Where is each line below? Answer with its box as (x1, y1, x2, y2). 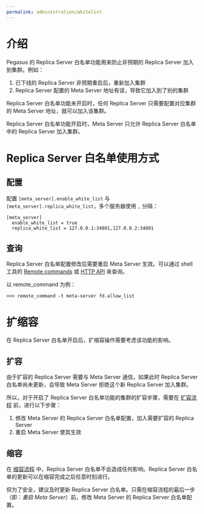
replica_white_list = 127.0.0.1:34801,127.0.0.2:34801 (12, 225, 154, 231)
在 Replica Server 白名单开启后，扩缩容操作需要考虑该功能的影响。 (6, 336, 174, 344)
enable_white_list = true (12, 220, 78, 226)
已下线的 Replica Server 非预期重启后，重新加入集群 (15, 79, 146, 86)
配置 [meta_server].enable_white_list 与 (6, 194, 110, 202)
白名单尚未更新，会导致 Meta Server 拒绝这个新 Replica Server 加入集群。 (6, 381, 192, 389)
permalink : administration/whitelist (6, 9, 102, 15)
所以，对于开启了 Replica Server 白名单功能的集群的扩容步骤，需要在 (6, 394, 180, 401)
